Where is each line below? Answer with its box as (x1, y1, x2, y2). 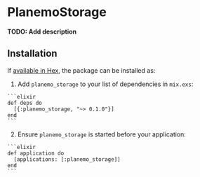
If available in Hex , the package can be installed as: (7, 66, 156, 74)
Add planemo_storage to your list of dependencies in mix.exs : (17, 80, 194, 88)
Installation (7, 48, 58, 59)
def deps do (7, 99, 42, 106)
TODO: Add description (7, 27, 77, 36)
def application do (7, 150, 65, 157)
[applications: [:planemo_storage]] (13, 155, 121, 163)
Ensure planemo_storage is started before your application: (17, 130, 186, 139)
